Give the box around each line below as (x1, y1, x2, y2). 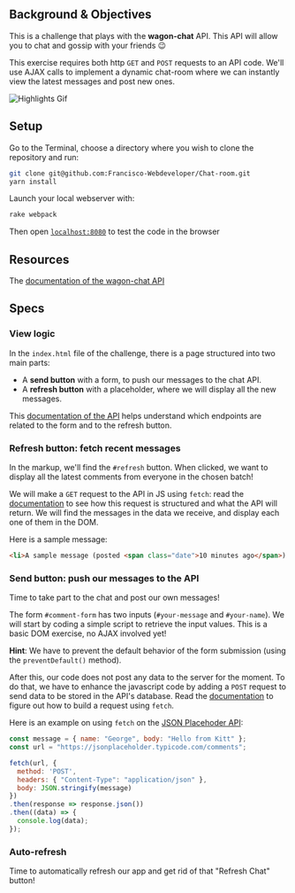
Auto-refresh (9, 845, 67, 858)
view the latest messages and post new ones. (9, 75, 175, 87)
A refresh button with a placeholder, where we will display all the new (21, 384, 276, 394)
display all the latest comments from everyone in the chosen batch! (9, 471, 253, 482)
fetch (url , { (9, 758, 57, 767)
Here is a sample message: (9, 534, 108, 545)
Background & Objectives (9, 7, 152, 22)
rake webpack (9, 210, 57, 220)
